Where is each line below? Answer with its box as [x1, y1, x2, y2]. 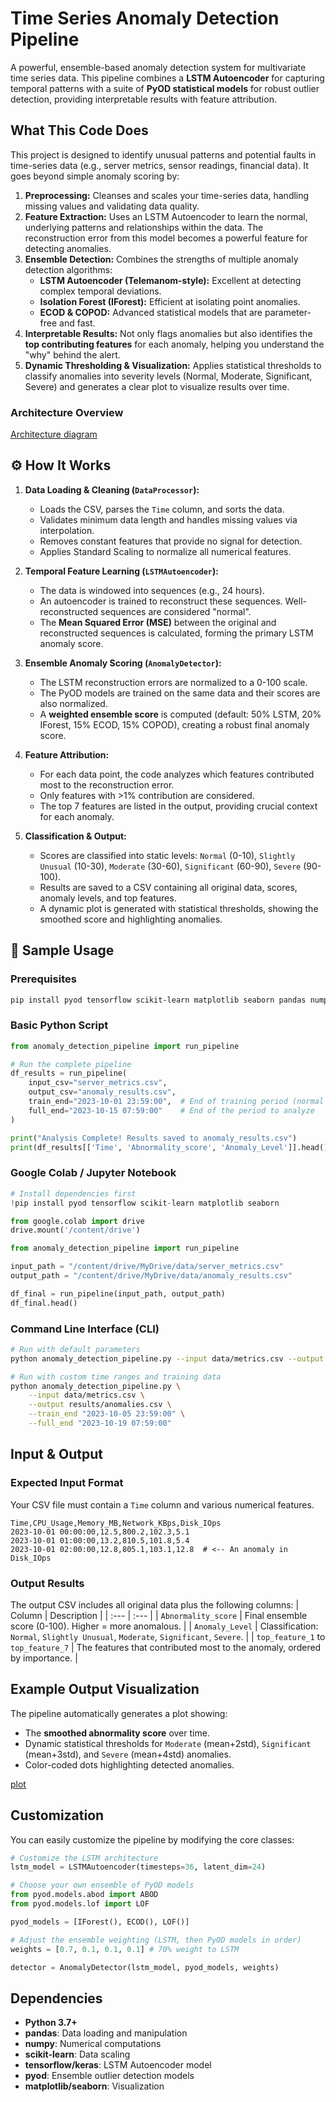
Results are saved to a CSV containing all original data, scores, [39, 881, 298, 893]
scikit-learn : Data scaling [24, 2048, 131, 2061]
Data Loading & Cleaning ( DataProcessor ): [24, 483, 200, 496]
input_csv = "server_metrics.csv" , [28, 1078, 168, 1088]
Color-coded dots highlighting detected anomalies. [24, 1758, 235, 1771]
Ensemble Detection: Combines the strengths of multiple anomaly [24, 253, 299, 265]
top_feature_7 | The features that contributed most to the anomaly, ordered [10, 1641, 322, 1653]
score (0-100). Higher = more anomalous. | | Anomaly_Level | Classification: [10, 1620, 319, 1632]
